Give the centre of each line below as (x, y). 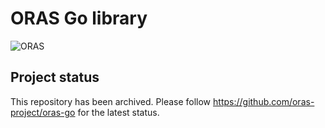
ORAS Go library (79, 18)
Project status (55, 77)
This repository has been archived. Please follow (111, 101)
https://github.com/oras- (264, 101)
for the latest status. (118, 112)
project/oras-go (43, 112)
